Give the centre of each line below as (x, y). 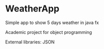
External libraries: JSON (30, 42)
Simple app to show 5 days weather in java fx (52, 22)
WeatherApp (32, 9)
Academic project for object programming (48, 32)
